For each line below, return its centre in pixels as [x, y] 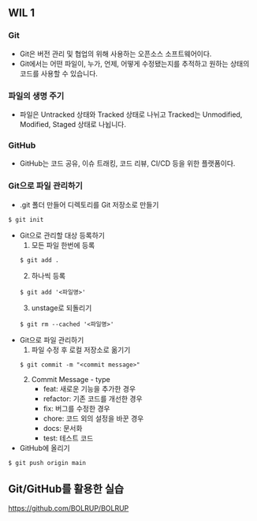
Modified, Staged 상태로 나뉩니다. [73, 124]
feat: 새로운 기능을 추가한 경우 [89, 388]
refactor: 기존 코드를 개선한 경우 [93, 399]
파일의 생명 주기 [36, 96]
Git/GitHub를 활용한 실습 [66, 489]
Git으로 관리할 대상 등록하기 [62, 235]
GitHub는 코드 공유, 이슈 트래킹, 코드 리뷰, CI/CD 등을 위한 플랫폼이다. [127, 163]
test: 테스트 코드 [68, 438]
